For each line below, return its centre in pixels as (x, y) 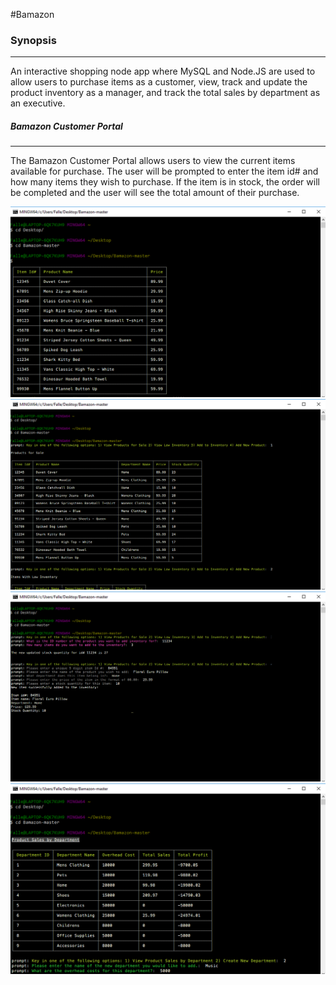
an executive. (38, 103)
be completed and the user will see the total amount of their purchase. (155, 193)
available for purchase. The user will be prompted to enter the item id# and (164, 171)
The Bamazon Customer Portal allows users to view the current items (153, 161)
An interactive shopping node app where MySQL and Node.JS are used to (163, 71)
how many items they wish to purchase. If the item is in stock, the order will (165, 182)
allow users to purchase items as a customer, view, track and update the (159, 82)
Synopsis (33, 40)
